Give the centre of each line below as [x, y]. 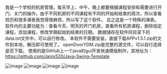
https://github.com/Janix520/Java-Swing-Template [57, 56]
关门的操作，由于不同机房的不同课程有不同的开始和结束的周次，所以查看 [88, 13]
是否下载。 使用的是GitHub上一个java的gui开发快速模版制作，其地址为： [79, 51]
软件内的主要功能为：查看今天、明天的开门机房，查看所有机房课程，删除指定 [83, 26]
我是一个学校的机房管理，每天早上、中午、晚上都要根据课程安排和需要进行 [81, 7]
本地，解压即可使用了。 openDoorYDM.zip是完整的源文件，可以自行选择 [88, 44]
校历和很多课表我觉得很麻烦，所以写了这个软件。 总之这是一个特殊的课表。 [82, 20]
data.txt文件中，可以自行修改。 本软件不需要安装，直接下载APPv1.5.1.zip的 [81, 38]
